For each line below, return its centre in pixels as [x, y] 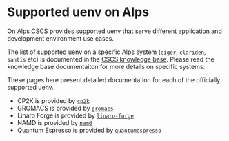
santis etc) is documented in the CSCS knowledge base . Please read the [111, 59]
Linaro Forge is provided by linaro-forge [76, 115]
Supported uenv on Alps [78, 12]
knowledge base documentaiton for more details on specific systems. [106, 66]
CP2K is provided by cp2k [53, 100]
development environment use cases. [60, 38]
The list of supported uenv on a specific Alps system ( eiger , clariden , [107, 52]
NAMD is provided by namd [54, 122]
